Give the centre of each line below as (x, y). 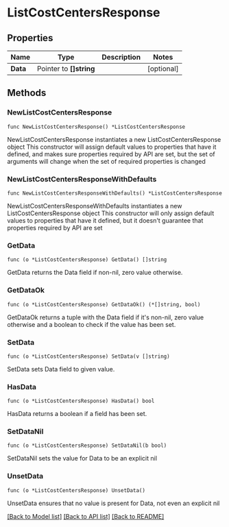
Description (121, 57)
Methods (27, 93)
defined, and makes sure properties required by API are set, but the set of (111, 154)
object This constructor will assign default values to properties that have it (112, 147)
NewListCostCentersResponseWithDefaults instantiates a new (95, 206)
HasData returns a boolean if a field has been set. (77, 414)
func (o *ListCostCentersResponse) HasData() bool (81, 401)
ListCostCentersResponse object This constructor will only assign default (111, 213)
